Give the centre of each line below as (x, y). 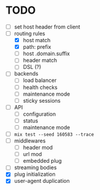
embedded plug (42, 161)
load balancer (40, 80)
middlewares (30, 141)
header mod (38, 148)
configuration (39, 114)
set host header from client (47, 27)
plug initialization (35, 174)
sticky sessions (42, 100)
